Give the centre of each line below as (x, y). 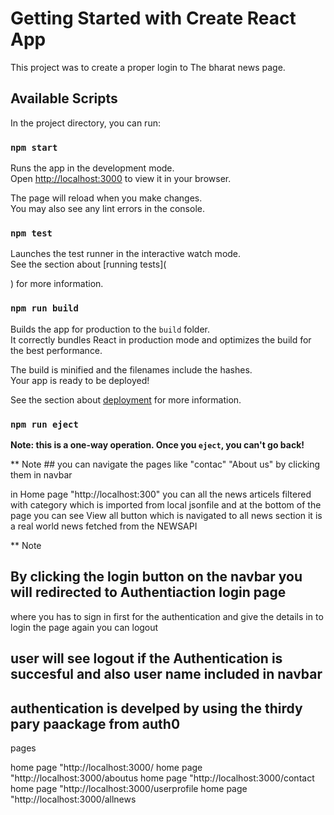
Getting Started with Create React (153, 18)
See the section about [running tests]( (88, 264)
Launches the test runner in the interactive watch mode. (126, 254)
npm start (34, 147)
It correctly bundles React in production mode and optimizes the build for (161, 339)
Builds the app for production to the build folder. (110, 329)
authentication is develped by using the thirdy (156, 708)
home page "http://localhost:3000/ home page (106, 767)
